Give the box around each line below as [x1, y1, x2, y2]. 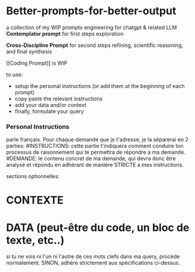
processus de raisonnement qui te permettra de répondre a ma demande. [6, 148, 186, 156]
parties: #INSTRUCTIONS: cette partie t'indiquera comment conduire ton [6, 143, 184, 150]
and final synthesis [6, 48, 52, 55]
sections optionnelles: [6, 173, 60, 180]
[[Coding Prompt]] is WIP [6, 59, 68, 67]
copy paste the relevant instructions [14, 95, 103, 102]
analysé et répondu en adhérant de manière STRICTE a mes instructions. [6, 162, 184, 169]
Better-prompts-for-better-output [6, 4, 177, 18]
